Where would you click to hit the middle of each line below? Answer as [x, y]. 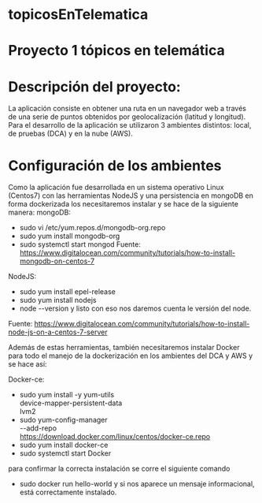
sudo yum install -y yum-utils [67, 395]
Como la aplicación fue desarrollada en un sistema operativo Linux [116, 188]
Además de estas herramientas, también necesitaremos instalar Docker [124, 348]
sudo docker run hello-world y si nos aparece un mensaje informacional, [137, 484]
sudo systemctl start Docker [65, 453]
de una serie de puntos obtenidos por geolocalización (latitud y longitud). [127, 117]
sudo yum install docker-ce [64, 445]
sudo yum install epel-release [68, 292]
